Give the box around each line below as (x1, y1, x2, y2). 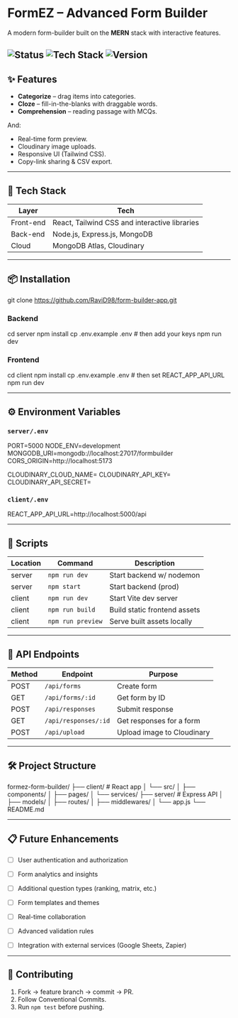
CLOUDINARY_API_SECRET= (7, 478, 92, 487)
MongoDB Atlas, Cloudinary (52, 240, 145, 250)
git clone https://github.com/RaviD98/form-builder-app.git (7, 296, 177, 304)
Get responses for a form (116, 715, 200, 725)
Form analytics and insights (17, 870, 98, 878)
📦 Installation (7, 274, 71, 286)
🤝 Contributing (7, 968, 74, 981)
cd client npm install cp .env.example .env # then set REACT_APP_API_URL (7, 371, 225, 379)
